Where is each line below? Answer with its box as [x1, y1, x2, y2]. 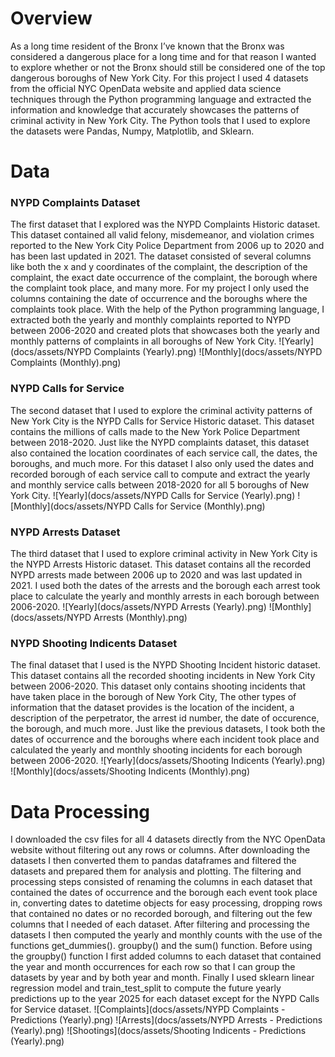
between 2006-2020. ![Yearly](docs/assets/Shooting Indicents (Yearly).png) [10, 755, 326, 767]
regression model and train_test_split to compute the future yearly [10, 982, 282, 994]
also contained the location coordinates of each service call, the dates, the [10, 447, 318, 459]
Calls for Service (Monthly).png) [133, 500, 266, 512]
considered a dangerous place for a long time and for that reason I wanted [10, 50, 317, 62]
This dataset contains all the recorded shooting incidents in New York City [10, 670, 316, 682]
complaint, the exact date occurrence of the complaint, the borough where [10, 272, 318, 284]
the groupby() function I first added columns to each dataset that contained [10, 950, 322, 962]
